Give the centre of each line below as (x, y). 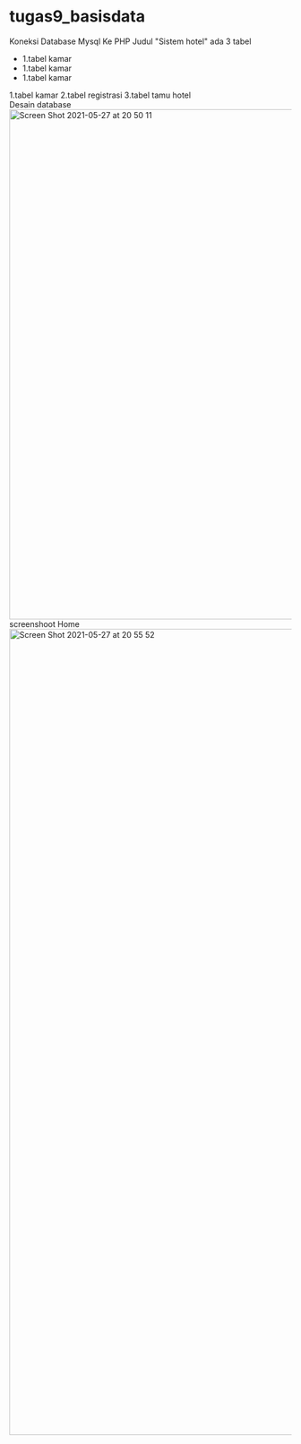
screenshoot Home (45, 623)
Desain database (40, 104)
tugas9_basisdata (77, 17)
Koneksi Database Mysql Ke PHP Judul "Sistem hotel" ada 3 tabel (130, 41)
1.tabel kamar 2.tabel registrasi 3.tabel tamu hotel (100, 95)
